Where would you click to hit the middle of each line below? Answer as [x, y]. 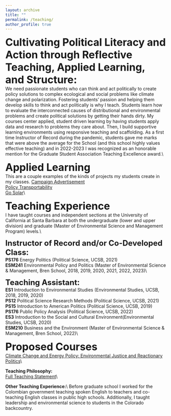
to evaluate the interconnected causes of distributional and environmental [83, 111]
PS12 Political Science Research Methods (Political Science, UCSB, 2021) [82, 301]
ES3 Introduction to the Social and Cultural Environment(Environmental [80, 317]
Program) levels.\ [23, 231]
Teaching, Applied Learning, [75, 68]
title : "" [16, 15]
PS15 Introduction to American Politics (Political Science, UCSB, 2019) [79, 306]
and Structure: [41, 80]
